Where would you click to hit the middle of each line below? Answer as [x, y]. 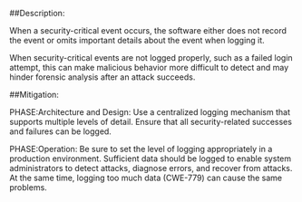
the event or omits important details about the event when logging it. [137, 40]
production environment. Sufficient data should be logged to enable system [151, 159]
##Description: [37, 13]
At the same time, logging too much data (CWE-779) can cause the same [146, 178]
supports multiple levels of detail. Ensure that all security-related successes [151, 122]
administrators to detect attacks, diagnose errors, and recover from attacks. [151, 168]
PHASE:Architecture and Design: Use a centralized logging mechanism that [150, 112]
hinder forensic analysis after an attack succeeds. [102, 77]
